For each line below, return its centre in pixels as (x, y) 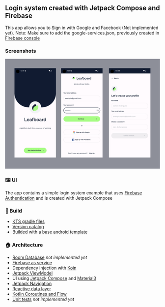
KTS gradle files (28, 221)
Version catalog (28, 227)
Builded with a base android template (50, 232)
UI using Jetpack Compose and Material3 (54, 278)
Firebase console (23, 38)
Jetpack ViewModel (32, 273)
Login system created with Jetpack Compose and (82, 8)
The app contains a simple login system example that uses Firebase (74, 193)
